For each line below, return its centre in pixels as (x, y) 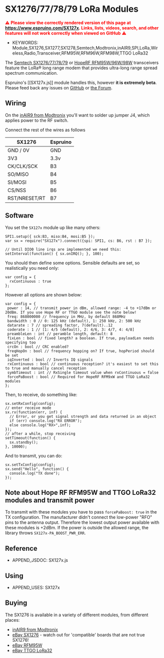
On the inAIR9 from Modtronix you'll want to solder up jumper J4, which (78, 115)
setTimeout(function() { (30, 438)
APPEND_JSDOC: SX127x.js (40, 560)
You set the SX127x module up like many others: (53, 228)
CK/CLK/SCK (23, 166)
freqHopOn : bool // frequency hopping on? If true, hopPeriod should (81, 351)
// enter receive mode (28, 408)
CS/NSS (17, 190)
